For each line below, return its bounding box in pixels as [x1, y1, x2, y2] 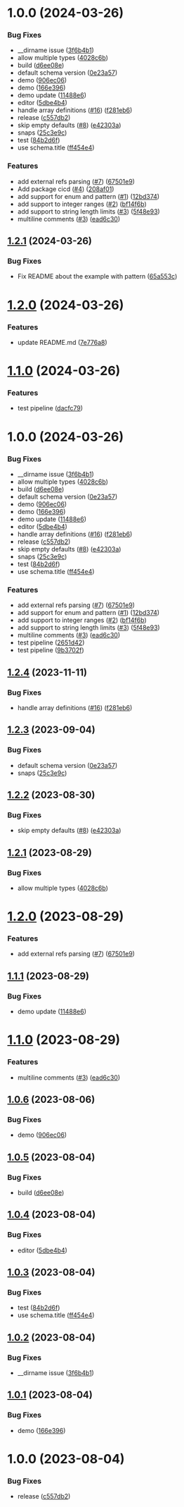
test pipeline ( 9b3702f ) [17, 646, 84, 654]
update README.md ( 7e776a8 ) [17, 338, 107, 346]
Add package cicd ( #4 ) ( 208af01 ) [17, 185, 114, 193]
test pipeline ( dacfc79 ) [17, 404, 83, 413]
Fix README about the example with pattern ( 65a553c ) [17, 272, 178, 281]
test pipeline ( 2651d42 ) [17, 638, 85, 647]
